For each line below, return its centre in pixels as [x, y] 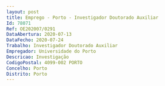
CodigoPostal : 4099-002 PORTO [45, 62]
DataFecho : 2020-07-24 [35, 40]
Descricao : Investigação [38, 57]
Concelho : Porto [27, 68]
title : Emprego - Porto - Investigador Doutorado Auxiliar [82, 18]
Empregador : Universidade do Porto [51, 51]
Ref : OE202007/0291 [31, 29]
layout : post [23, 12]
